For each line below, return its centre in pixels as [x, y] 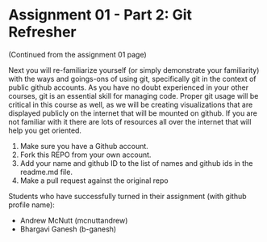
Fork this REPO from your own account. [86, 155]
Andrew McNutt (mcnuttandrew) [74, 220]
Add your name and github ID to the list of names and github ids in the [136, 163]
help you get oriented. [45, 130]
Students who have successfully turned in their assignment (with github [128, 196]
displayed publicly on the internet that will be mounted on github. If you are [133, 113]
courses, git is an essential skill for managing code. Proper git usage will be [133, 96]
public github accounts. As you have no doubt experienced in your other [129, 87]
